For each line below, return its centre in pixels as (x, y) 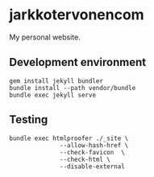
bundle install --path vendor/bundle (73, 88)
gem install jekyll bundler (56, 81)
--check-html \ (85, 159)
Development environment (78, 62)
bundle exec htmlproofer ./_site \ (69, 138)
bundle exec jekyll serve (52, 95)
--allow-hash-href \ (94, 145)
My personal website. (45, 37)
